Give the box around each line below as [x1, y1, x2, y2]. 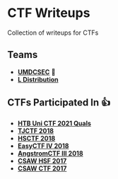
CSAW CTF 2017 [17, 164, 67, 173]
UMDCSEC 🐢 [17, 67, 56, 76]
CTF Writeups [7, 5, 90, 21]
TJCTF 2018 [17, 126, 54, 135]
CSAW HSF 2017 [17, 156, 67, 165]
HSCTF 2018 [17, 134, 56, 142]
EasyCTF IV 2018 [17, 142, 69, 150]
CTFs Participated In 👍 [7, 97, 111, 109]
